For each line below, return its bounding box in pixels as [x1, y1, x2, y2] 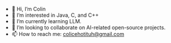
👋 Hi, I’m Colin [11, 6, 46, 12]
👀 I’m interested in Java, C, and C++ [11, 12, 99, 19]
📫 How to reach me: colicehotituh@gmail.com [11, 31, 125, 37]
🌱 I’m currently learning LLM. [11, 18, 82, 24]
